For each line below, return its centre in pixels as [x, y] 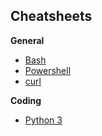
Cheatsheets [51, 16]
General [27, 40]
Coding [26, 100]
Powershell [48, 70]
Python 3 [43, 120]
